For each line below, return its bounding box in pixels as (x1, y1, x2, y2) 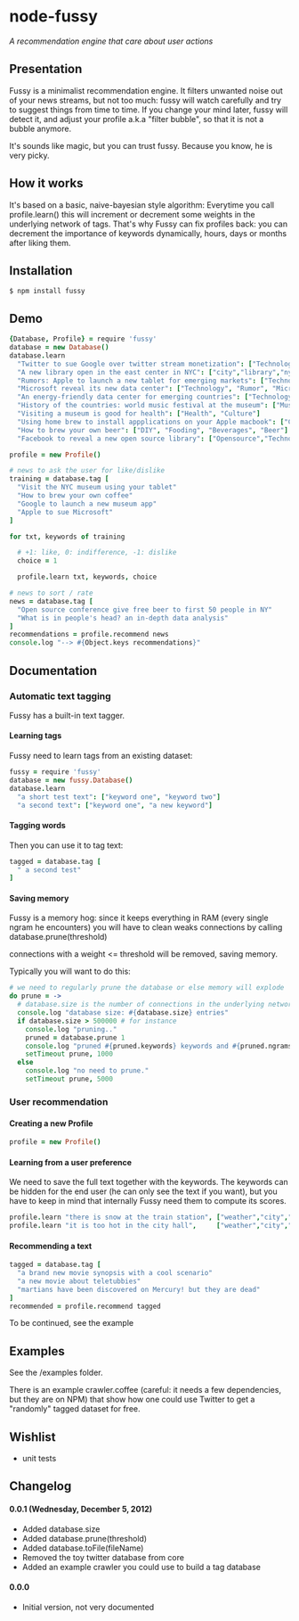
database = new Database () (9, 343, 109, 352)
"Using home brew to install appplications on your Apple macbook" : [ (17, 417, 285, 426)
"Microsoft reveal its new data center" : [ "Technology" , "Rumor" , (17, 384, 269, 393)
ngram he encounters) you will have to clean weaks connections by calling (9, 922, 283, 933)
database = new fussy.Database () (9, 776, 133, 785)
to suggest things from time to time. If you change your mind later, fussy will (9, 104, 288, 115)
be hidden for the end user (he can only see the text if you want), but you (9, 1186, 278, 1197)
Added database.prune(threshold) (21, 1533, 148, 1543)
